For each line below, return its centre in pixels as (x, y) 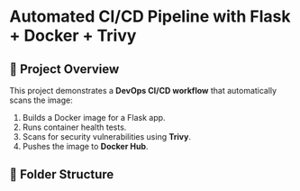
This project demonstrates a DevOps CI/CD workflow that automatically (143, 91)
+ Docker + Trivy (73, 36)
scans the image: (41, 100)
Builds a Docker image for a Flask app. (94, 118)
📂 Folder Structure (62, 174)
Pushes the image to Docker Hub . (85, 146)
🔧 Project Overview (64, 69)
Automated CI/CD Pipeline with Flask (150, 17)
